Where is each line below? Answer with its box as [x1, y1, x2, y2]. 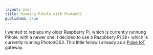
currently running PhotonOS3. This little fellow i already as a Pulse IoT [5, 40, 146, 45]
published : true [5, 16, 38, 21]
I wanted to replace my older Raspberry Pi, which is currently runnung [5, 29, 146, 35]
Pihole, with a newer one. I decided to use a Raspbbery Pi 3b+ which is [5, 34, 148, 40]
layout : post [5, 7, 32, 12]
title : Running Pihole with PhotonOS [5, 12, 82, 16]
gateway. [5, 44, 23, 51]
